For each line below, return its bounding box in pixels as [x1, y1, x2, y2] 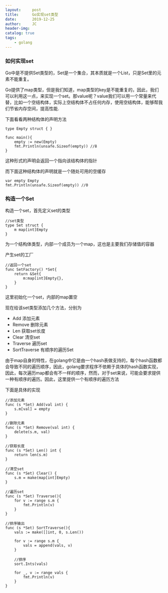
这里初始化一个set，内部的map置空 [5, 294, 77, 300]
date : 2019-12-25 [5, 17, 55, 22]
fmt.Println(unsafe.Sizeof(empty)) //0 [5, 183, 88, 188]
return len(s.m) [14, 453, 48, 458]
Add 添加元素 [12, 316, 40, 322]
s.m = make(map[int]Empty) [14, 475, 70, 481]
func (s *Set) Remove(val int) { [5, 425, 75, 430]
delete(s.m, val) [14, 429, 50, 434]
